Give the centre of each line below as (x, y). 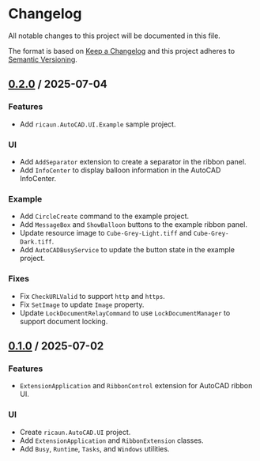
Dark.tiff (36, 242)
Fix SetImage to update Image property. (82, 304)
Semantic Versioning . (43, 59)
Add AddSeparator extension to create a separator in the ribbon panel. (133, 161)
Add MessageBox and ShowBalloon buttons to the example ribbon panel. (133, 225)
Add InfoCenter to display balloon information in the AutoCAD (120, 170)
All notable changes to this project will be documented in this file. (115, 36)
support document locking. (64, 321)
